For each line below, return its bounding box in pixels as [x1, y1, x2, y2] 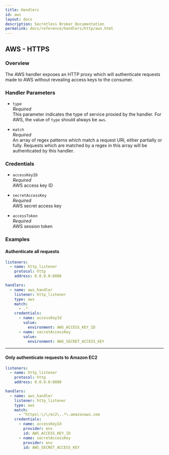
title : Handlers [5, 7, 39, 13]
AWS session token [12, 223, 53, 230]
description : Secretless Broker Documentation [5, 21, 105, 27]
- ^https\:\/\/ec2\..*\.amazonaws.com [18, 412, 100, 417]
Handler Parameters [5, 89, 55, 96]
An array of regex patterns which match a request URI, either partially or [12, 137, 162, 143]
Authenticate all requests [5, 248, 59, 254]
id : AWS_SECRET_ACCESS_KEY [23, 445, 80, 450]
